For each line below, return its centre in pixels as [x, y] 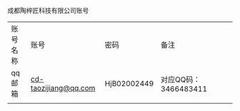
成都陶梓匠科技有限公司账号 [48, 10]
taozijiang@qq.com [63, 88]
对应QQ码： [180, 79]
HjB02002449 [129, 84]
